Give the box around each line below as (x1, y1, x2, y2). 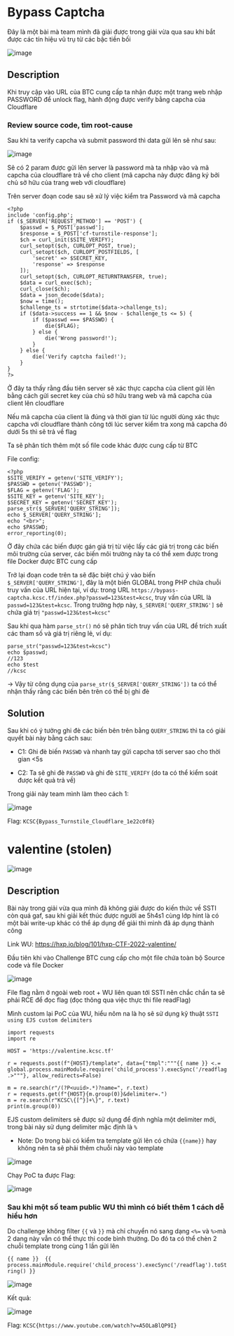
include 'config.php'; (7, 212, 74, 219)
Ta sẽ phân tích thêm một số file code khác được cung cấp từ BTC (7, 441, 198, 450)
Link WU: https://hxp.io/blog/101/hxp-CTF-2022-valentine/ (7, 939, 177, 948)
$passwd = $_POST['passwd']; (20, 224, 105, 231)
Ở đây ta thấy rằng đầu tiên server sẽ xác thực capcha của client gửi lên (7, 384, 215, 392)
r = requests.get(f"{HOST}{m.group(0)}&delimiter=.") (7, 1091, 168, 1098)
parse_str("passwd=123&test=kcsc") (7, 643, 111, 650)
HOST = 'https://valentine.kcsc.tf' (7, 1047, 114, 1055)
